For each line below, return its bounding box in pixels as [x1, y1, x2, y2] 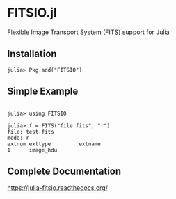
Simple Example [7, 86, 79, 97]
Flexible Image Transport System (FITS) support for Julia [7, 28, 170, 36]
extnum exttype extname [7, 141, 101, 148]
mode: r [7, 134, 30, 141]
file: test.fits [7, 128, 54, 135]
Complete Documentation [7, 165, 122, 177]
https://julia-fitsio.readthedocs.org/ [7, 184, 108, 192]
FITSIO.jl [7, 5, 57, 21]
